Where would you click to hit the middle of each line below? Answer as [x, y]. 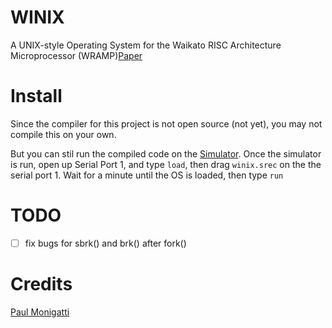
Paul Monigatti [40, 312]
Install [36, 96]
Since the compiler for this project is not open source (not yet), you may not [166, 123]
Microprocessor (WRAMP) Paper [76, 55]
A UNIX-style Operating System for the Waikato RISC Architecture [146, 45]
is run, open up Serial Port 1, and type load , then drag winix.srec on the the [166, 164]
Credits [41, 284]
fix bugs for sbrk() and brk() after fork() [105, 243]
